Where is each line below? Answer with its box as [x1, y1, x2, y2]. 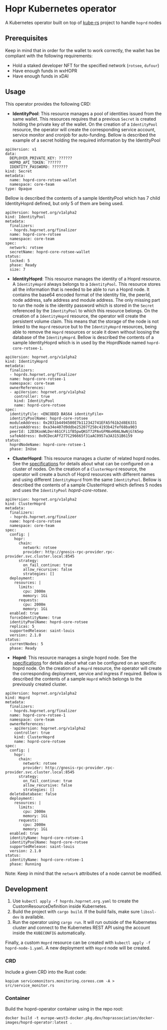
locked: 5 [9, 258, 30, 263]
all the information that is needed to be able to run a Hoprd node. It [12, 286, 150, 292]
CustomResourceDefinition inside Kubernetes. [12, 903, 108, 909]
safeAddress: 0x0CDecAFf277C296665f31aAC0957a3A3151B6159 [9, 433, 133, 438]
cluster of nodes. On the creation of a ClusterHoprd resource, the [12, 466, 146, 472]
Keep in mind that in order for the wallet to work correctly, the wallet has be [5, 47, 160, 53]
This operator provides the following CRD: [5, 101, 91, 107]
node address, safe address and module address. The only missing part [12, 297, 161, 303]
